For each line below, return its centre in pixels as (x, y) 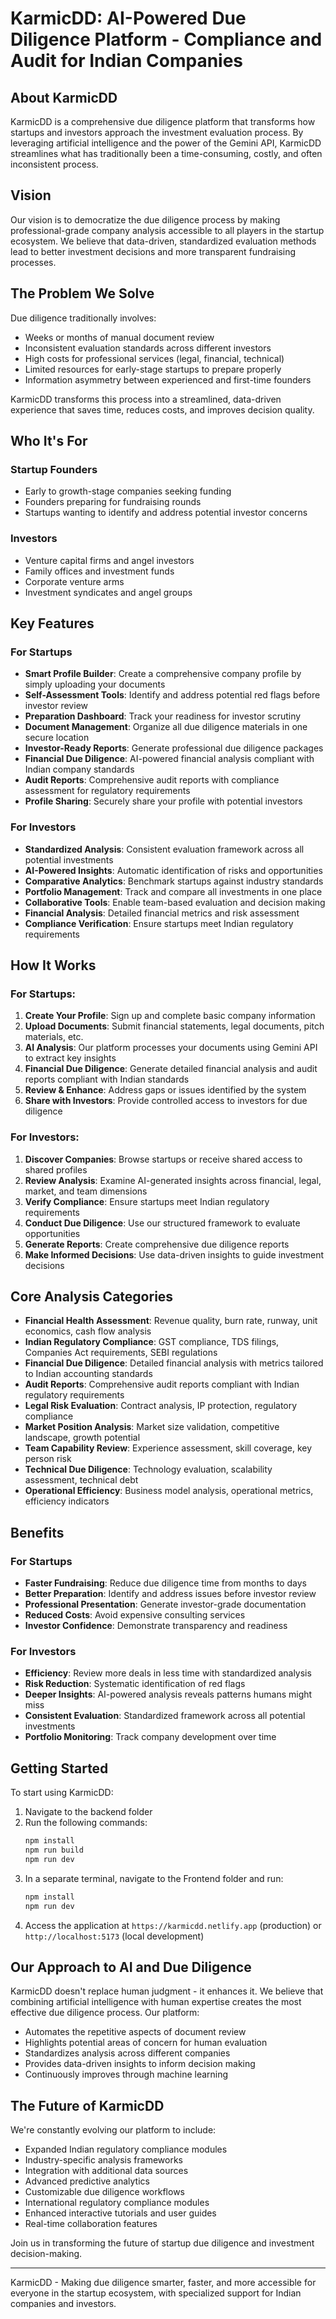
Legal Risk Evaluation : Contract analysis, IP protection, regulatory (161, 1406)
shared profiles (56, 1169)
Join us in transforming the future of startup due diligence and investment (162, 2243)
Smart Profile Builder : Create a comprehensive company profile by (163, 674)
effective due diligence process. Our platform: (105, 2013)
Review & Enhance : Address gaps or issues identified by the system (165, 1090)
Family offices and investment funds (99, 571)
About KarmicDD (64, 97)
